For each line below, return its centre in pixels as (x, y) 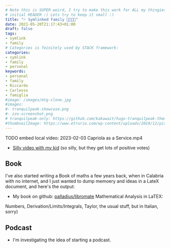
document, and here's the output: (40, 187)
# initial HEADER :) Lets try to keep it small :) (60, 15)
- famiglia (17, 95)
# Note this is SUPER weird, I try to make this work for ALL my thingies (86, 10)
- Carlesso (17, 90)
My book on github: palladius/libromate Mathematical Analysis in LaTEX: (88, 197)
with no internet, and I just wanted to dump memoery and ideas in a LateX (82, 181)
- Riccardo (17, 85)
